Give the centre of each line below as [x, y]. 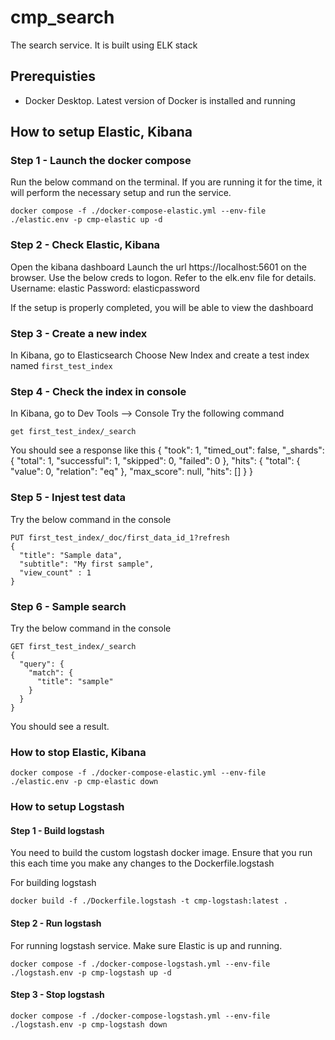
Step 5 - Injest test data [68, 498]
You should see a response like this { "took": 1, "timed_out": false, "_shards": [167, 450]
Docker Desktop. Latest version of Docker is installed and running [160, 100]
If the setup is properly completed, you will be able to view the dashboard [162, 307]
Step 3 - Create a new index [79, 333]
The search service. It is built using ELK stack [104, 45]
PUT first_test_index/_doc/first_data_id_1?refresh [120, 537]
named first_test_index [61, 366]
